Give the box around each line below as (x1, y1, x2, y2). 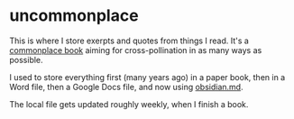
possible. (9, 54, 43, 65)
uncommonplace (9, 5, 139, 26)
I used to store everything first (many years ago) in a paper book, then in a (9, 71, 286, 82)
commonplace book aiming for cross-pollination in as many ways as (9, 44, 262, 55)
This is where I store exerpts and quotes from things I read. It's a (9, 35, 250, 46)
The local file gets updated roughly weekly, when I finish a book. (9, 98, 249, 109)
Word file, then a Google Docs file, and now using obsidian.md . (9, 81, 243, 92)
